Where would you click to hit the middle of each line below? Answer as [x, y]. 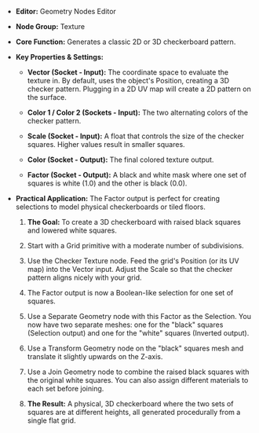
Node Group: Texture [50, 26]
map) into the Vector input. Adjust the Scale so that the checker [130, 269]
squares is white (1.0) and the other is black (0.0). [107, 183]
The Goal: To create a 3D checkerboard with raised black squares [134, 222]
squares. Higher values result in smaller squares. [106, 144]
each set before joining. [66, 389]
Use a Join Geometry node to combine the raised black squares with [138, 372]
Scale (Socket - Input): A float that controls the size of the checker [136, 136]
